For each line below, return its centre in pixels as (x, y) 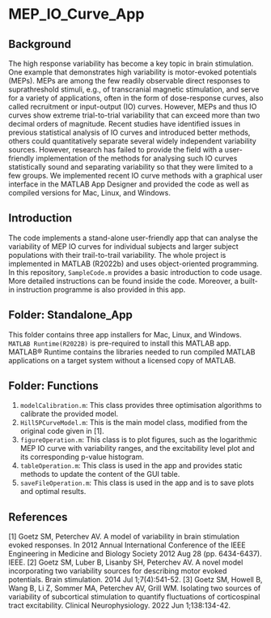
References (38, 517)
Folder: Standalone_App (71, 315)
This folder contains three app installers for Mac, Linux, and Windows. (125, 334)
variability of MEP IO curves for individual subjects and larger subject (123, 246)
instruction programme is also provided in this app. (101, 290)
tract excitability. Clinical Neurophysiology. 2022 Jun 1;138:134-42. (120, 606)
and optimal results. (53, 491)
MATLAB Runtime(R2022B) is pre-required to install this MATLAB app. (120, 343)
